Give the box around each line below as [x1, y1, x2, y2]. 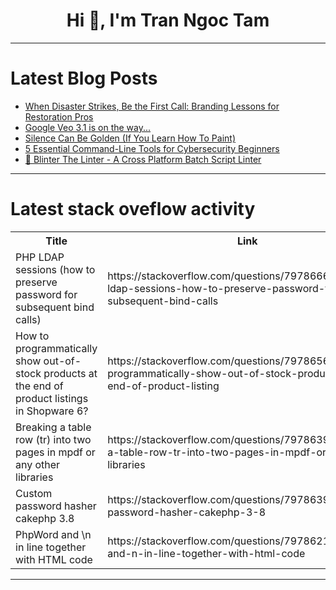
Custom [15, 486, 53, 500]
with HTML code [15, 552, 93, 566]
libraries [15, 470, 54, 484]
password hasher [15, 499, 97, 513]
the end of [15, 379, 64, 393]
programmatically [15, 341, 98, 355]
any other [15, 457, 61, 471]
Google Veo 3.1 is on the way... [24, 121, 152, 133]
